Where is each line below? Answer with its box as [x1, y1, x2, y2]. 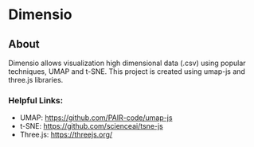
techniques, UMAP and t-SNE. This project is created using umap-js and [8, 67, 245, 76]
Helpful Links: [8, 95, 64, 106]
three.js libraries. [8, 75, 64, 84]
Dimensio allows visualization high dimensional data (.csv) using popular [8, 58, 246, 68]
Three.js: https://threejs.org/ [19, 130, 113, 140]
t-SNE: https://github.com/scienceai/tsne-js [19, 122, 163, 131]
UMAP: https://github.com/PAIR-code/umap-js [19, 113, 173, 122]
